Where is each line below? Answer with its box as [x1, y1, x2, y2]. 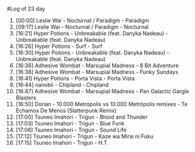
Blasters [15, 94, 36, 101]
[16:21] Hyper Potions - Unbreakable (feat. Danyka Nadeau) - [15, 30, 168, 37]
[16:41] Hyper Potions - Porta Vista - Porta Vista [15, 75, 135, 82]
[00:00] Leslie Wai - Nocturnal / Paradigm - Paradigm [15, 17, 150, 24]
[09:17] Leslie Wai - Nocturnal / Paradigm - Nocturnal [15, 24, 149, 30]
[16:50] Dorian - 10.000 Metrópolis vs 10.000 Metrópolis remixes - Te [15, 101, 188, 108]
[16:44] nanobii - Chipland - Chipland [15, 81, 109, 88]
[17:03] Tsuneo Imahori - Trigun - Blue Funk [15, 120, 125, 127]
